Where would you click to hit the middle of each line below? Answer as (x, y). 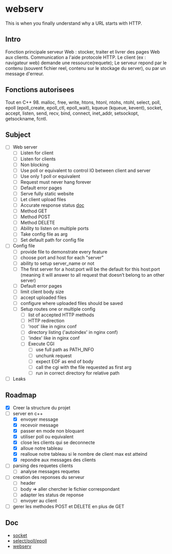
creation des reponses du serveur (49, 477)
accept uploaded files (43, 297)
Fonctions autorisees (40, 90)
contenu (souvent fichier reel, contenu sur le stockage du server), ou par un (85, 68)
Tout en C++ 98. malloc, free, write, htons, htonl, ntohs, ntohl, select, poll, (83, 102)
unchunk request (54, 355)
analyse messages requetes (50, 472)
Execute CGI (41, 344)
